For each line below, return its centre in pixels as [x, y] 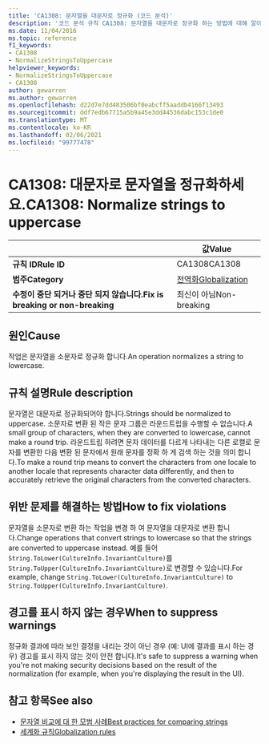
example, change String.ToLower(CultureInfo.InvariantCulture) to [121, 576]
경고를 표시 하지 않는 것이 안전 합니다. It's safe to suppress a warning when [139, 656]
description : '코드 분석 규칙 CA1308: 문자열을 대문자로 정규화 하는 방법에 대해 [128, 23]
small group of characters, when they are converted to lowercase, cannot [129, 433]
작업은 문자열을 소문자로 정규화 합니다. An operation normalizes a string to [126, 357]
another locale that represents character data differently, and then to [121, 471]
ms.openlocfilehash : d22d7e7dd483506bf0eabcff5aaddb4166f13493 [116, 105]
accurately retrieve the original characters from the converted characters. [130, 480]
